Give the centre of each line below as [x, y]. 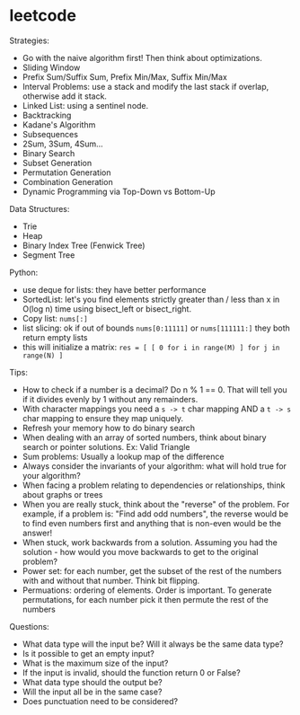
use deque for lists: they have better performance [114, 289]
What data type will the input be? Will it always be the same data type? [153, 644]
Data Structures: [40, 208]
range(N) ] [43, 356]
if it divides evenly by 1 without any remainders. [110, 399]
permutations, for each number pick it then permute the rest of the [146, 599]
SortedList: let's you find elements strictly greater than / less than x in [151, 299]
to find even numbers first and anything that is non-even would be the [152, 523]
